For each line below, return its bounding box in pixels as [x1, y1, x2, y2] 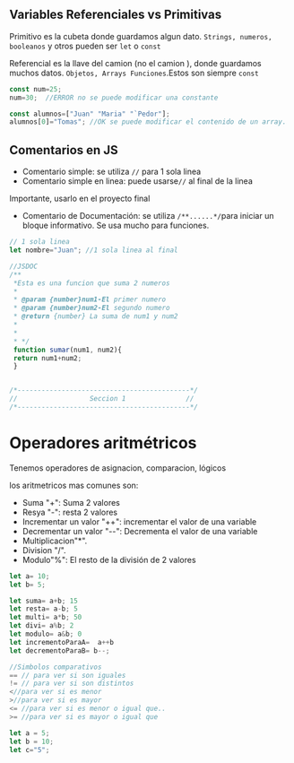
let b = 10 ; [9, 737, 54, 746]
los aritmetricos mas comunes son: [9, 480, 139, 490]
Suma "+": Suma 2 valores [22, 497, 121, 507]
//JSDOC [9, 262, 39, 271]
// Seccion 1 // [9, 395, 195, 403]
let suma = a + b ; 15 [9, 596, 78, 605]
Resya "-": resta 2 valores [22, 507, 118, 517]
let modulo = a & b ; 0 [9, 629, 82, 639]
